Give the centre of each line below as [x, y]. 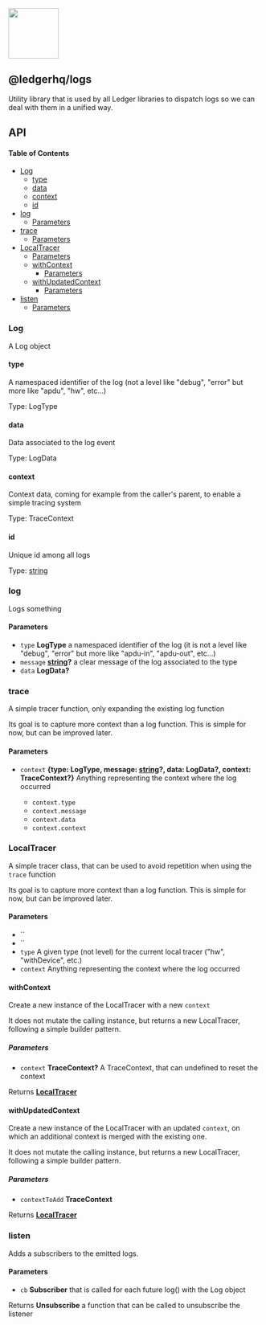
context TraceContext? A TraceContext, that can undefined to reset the [139, 1068]
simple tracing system [45, 503]
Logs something [35, 608]
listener [21, 1314]
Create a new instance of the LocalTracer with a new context [109, 1005]
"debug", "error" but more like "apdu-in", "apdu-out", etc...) [118, 653]
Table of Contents [39, 153]
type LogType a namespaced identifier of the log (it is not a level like [133, 645]
